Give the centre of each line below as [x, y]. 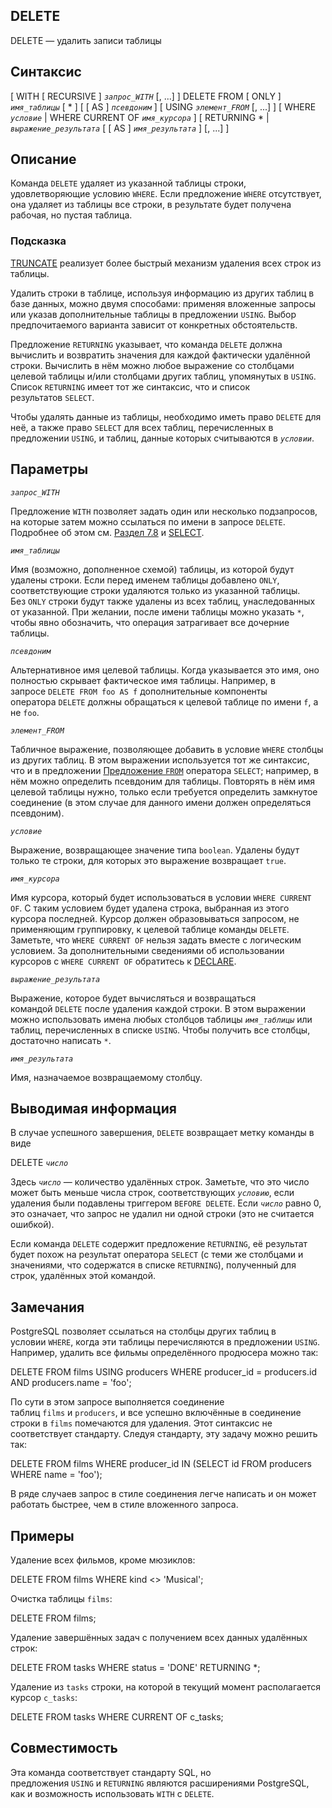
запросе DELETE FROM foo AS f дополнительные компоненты [139, 691]
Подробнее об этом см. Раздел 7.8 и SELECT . [107, 532]
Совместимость [64, 1748]
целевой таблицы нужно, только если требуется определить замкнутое [164, 791]
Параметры [49, 469]
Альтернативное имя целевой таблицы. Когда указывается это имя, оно [165, 670]
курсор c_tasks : [44, 1697]
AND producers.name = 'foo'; [71, 1383]
